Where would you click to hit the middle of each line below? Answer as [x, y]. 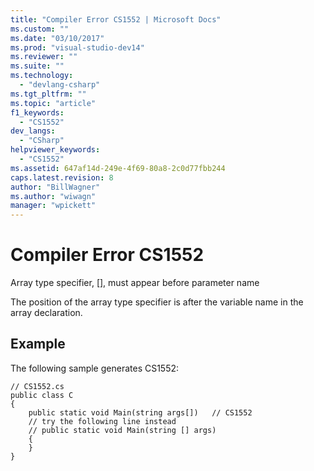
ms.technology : [42, 76]
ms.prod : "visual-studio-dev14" [77, 47]
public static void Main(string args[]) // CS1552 [140, 412]
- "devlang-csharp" [60, 85]
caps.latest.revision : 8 [62, 177]
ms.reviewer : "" [44, 57]
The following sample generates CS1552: [95, 368]
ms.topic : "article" [53, 103]
